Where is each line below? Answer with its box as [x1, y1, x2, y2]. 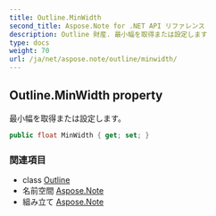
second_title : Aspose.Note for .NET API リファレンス [9, 22, 205, 30]
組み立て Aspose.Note [21, 196, 104, 207]
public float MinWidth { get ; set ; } [9, 131, 150, 140]
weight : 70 [9, 47, 50, 56]
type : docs [9, 38, 50, 48]
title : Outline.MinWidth [9, 13, 102, 22]
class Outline [21, 174, 71, 185]
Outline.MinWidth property [9, 88, 163, 103]
